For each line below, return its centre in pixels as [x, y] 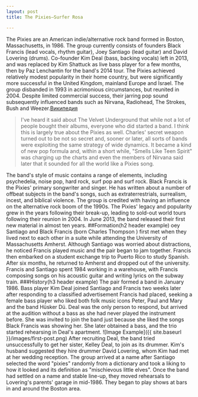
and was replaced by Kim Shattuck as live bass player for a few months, [94, 64]
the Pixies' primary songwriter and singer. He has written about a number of [98, 187]
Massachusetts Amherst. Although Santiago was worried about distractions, [99, 244]
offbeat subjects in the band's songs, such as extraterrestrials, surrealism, [97, 194]
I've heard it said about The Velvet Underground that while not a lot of [106, 119]
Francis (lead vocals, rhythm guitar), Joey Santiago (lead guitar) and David [97, 51]
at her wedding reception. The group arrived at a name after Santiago [91, 357]
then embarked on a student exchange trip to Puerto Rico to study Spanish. [98, 256]
